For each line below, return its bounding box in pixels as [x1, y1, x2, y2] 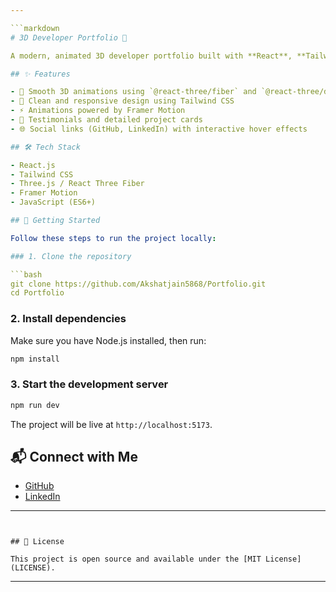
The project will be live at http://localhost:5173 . [10, 418, 213, 430]
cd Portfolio [10, 288, 65, 298]
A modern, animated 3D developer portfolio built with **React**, [10, 51, 293, 61]
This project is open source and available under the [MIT [10, 554, 262, 565]
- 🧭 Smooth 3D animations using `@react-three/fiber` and [10, 87, 257, 97]
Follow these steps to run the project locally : [10, 233, 217, 243]
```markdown [10, 23, 60, 33]
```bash [10, 269, 43, 280]
